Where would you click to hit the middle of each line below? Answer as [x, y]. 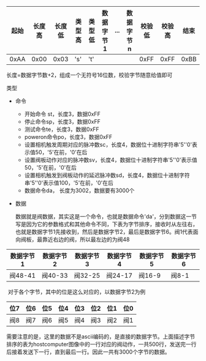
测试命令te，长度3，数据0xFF [62, 129]
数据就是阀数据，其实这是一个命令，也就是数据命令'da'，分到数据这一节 [106, 216]
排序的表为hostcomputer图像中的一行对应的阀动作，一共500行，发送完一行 [101, 344]
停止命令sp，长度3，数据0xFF [63, 121]
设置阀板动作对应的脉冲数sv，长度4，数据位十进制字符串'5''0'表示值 [111, 160]
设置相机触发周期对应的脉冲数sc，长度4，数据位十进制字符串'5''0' [108, 144]
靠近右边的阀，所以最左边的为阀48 [86, 239]
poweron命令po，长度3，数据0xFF [68, 137]
